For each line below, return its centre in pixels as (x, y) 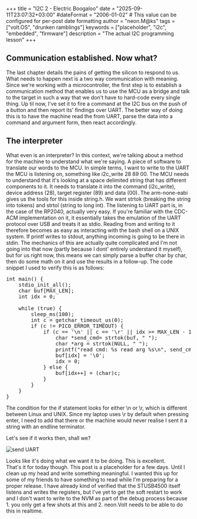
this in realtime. (25, 511)
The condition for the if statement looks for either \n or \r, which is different (97, 408)
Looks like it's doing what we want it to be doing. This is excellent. (86, 461)
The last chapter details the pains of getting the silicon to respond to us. (93, 72)
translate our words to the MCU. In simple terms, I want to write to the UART (98, 168)
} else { (56, 367)
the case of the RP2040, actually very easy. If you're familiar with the (89, 211)
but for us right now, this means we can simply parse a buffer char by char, (97, 255)
